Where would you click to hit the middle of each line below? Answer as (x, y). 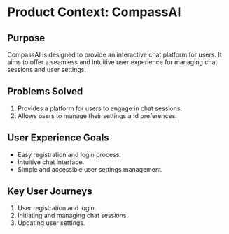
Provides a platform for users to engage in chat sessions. (100, 108)
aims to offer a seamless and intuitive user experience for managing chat (112, 62)
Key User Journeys (50, 192)
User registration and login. (57, 208)
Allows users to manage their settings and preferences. (97, 115)
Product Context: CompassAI (94, 12)
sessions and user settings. (47, 70)
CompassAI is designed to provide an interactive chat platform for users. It (114, 54)
